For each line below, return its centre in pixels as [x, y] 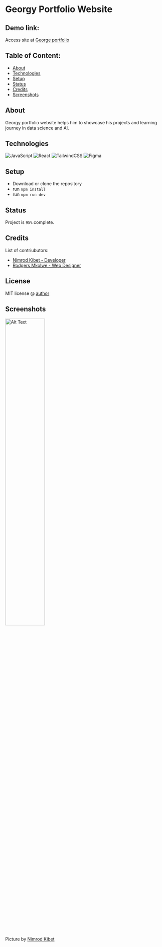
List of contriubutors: [27, 250]
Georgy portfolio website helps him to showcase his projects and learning [81, 122]
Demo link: [22, 28]
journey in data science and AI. [37, 128]
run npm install [29, 189]
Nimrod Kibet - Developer [39, 260]
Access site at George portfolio [37, 40]
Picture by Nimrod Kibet [30, 939]
